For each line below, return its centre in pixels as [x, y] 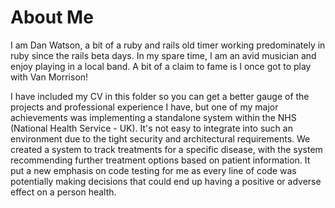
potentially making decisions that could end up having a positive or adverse [166, 181]
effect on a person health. [63, 192]
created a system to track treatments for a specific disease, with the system [166, 149]
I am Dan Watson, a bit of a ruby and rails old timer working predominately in [168, 45]
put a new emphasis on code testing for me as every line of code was [153, 170]
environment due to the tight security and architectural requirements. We [160, 138]
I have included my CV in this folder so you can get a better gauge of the [160, 96]
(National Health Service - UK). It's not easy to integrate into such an [151, 128]
